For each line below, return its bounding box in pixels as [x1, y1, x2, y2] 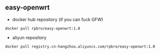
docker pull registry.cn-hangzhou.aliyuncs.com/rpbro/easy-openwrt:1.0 [5, 44, 155, 49]
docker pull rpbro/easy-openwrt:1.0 [5, 26, 80, 31]
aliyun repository [12, 34, 47, 40]
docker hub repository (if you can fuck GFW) [12, 16, 103, 22]
